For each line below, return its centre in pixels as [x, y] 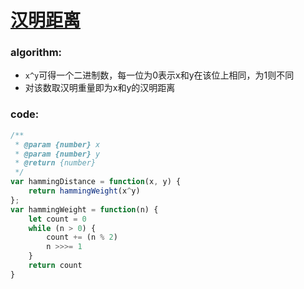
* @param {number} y [57, 154]
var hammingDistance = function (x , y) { [96, 182]
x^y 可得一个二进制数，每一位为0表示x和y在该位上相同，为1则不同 [159, 75]
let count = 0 [57, 219]
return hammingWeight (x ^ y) [84, 191]
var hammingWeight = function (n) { [84, 209]
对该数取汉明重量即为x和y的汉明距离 [100, 88]
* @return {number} [55, 163]
